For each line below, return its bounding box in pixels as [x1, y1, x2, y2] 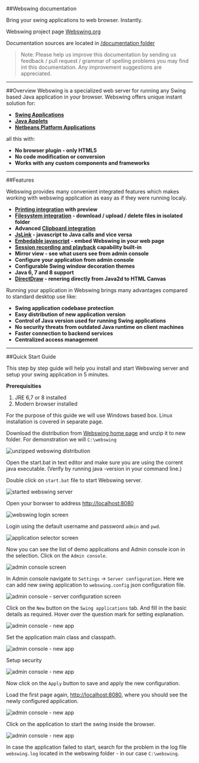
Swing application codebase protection [14, 305, 114, 311]
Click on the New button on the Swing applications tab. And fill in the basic [6, 604, 187, 611]
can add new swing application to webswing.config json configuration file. [6, 581, 185, 588]
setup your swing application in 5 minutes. [6, 371, 110, 378]
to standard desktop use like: [6, 293, 77, 300]
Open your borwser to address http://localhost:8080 [6, 500, 134, 506]
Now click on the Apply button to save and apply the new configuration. [6, 680, 181, 686]
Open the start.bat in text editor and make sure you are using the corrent [6, 459, 184, 466]
